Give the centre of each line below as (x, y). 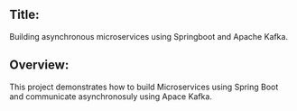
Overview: (39, 65)
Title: (24, 15)
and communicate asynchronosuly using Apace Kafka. (111, 96)
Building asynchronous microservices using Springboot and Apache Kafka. (149, 36)
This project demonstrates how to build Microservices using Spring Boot (144, 87)
